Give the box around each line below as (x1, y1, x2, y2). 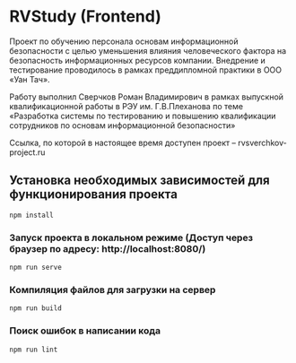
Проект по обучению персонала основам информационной (9, 36, 239, 47)
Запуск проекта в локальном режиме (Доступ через (9, 231, 254, 244)
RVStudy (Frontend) (9, 6, 161, 27)
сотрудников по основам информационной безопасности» (9, 119, 236, 131)
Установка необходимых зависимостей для (9, 173, 271, 188)
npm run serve (9, 263, 63, 272)
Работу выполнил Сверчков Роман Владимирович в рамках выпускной (9, 91, 284, 102)
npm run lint (9, 345, 58, 354)
